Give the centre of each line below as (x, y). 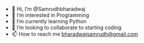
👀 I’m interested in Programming (50, 15)
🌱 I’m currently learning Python (49, 21)
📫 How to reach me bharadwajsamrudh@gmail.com (75, 34)
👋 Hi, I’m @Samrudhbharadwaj (49, 9)
